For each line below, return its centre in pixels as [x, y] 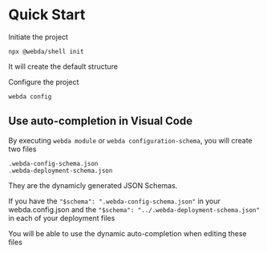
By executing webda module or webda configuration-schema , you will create [130, 140]
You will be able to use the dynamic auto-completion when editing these [127, 233]
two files [22, 149]
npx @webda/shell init [46, 51]
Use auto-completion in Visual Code [101, 121]
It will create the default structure [63, 66]
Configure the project [44, 82]
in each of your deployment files [62, 218]
